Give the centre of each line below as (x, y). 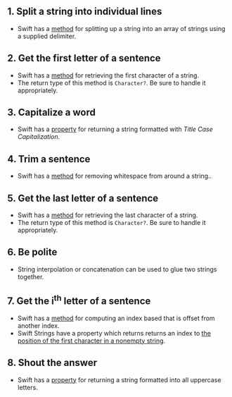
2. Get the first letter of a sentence (84, 58)
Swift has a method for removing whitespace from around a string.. (115, 176)
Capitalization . (39, 137)
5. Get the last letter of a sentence (83, 198)
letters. (28, 387)
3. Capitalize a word (52, 112)
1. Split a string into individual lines (85, 12)
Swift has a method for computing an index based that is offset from (116, 318)
